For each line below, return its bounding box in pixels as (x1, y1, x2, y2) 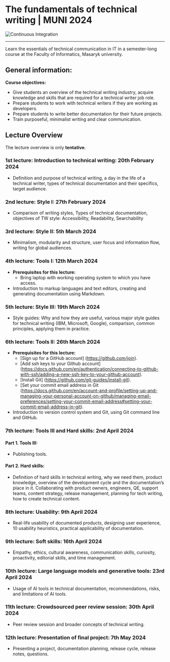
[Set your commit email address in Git (20, 382, 99, 388)
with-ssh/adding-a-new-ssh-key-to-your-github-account (20, 372, 140, 378)
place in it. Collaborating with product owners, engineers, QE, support (12, 485, 158, 491)
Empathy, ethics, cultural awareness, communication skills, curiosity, (12, 549, 156, 555)
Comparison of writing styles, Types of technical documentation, (12, 210, 148, 216)
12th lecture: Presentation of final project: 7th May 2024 (5, 634, 146, 641)
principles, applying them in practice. (12, 326, 90, 332)
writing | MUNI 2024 (5, 14, 93, 26)
